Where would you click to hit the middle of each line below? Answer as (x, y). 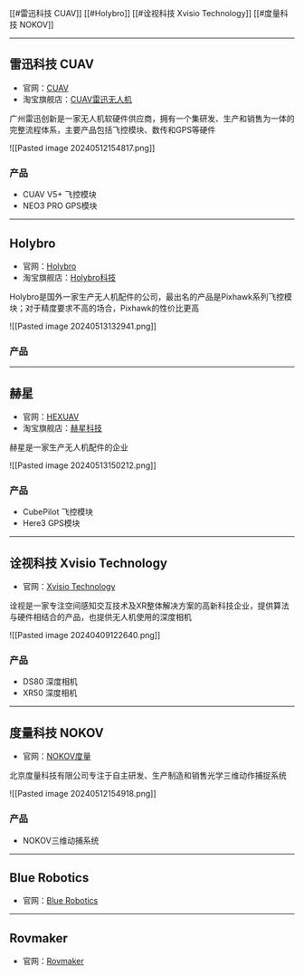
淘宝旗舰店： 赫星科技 (62, 428)
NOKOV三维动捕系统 (61, 840)
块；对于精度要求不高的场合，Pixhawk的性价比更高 (104, 308)
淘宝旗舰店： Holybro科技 (69, 277)
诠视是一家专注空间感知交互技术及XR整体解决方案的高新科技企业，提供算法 (149, 606)
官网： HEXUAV (51, 417)
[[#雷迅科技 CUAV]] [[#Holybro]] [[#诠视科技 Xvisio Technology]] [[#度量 (145, 13)
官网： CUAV (46, 88)
